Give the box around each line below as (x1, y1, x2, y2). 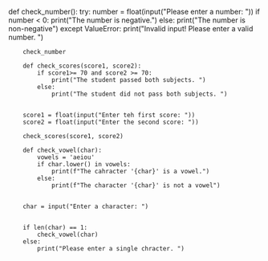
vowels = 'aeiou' (37, 153, 95, 161)
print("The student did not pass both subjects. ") (51, 90, 228, 98)
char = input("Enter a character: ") (22, 202, 149, 210)
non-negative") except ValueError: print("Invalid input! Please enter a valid (8, 24, 254, 33)
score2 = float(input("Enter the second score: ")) (22, 118, 199, 126)
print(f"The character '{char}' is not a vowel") (51, 181, 221, 190)
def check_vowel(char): (22, 146, 103, 154)
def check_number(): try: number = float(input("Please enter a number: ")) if (8, 7, 261, 16)
